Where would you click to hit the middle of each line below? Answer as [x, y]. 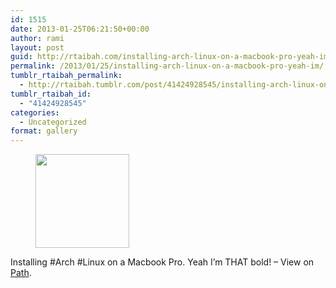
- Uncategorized [53, 122]
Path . [21, 273]
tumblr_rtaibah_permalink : [66, 76]
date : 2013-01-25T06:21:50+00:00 [80, 29]
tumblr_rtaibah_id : [51, 94]
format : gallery [44, 131]
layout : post [37, 47]
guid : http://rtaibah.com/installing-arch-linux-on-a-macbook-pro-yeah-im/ [171, 57]
